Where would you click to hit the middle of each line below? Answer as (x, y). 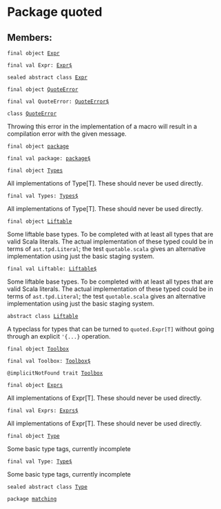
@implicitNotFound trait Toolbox (55, 373)
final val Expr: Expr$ (40, 66)
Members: (30, 38)
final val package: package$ (49, 159)
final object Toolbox (38, 349)
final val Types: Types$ (43, 196)
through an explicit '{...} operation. (59, 336)
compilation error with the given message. (67, 134)
